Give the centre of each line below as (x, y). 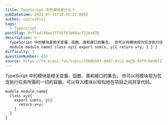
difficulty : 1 (20, 51)
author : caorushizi (25, 19)
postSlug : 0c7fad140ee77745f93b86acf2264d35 (52, 33)
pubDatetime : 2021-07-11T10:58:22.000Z (47, 14)
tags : (11, 24)
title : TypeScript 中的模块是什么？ (40, 10)
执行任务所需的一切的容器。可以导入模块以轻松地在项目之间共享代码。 (81, 82)
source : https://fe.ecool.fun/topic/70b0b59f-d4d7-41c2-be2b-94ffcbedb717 (85, 61)
